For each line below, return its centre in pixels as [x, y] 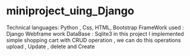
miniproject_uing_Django [70, 11]
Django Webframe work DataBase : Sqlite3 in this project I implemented [95, 33]
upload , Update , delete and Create [51, 46]
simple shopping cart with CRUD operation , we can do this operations [93, 40]
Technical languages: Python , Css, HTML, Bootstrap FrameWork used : [95, 27]
